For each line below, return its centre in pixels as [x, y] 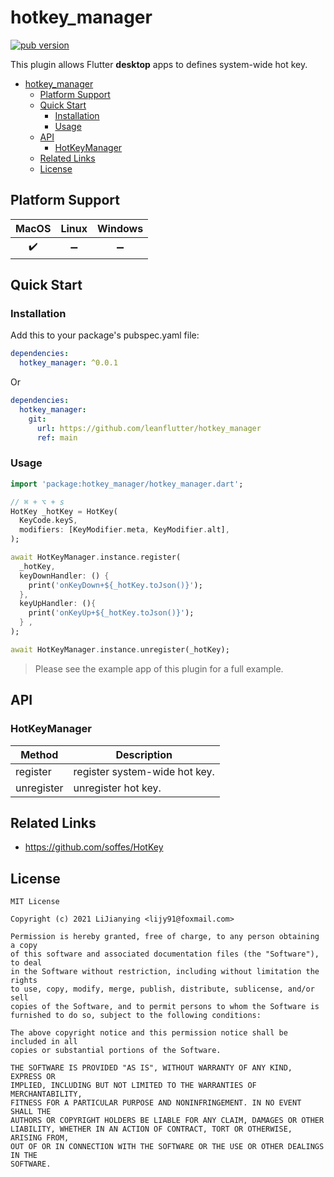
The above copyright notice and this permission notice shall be [149, 1033]
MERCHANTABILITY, [46, 1094]
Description [144, 754]
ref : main [57, 437]
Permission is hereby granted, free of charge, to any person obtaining [165, 937]
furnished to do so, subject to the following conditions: [136, 1016]
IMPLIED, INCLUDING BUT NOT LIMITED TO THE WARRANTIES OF [133, 1086]
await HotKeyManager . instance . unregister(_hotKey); [120, 649]
